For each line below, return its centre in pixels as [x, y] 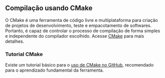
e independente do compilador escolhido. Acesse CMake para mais [75, 36]
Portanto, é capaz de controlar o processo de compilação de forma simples [83, 31]
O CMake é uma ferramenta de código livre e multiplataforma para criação [82, 20]
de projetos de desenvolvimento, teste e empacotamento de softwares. [79, 25]
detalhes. [15, 41]
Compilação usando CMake [49, 8]
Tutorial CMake [24, 54]
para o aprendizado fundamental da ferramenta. [55, 70]
